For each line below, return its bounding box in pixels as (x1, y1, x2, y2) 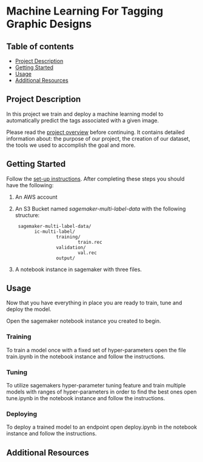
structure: (15, 211, 40, 219)
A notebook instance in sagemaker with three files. (15, 266, 142, 273)
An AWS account (15, 193, 58, 201)
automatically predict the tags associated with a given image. (6, 116, 159, 124)
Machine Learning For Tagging (6, 4, 164, 18)
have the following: (6, 181, 54, 189)
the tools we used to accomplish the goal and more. (6, 141, 136, 149)
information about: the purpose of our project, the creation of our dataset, (6, 135, 191, 142)
